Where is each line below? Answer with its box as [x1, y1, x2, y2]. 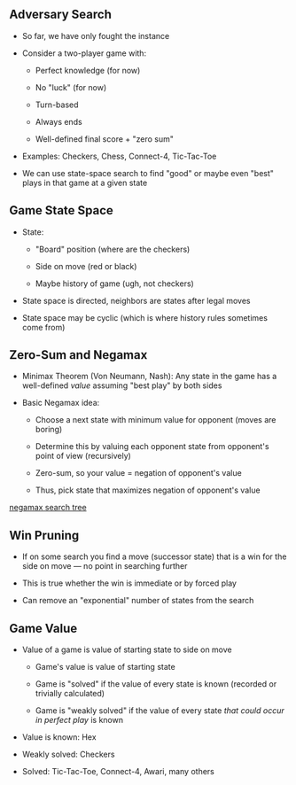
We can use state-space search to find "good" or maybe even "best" [21, 167, 275, 178]
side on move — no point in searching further [21, 561, 188, 571]
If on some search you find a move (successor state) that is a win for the [21, 551, 287, 562]
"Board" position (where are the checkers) [35, 244, 191, 254]
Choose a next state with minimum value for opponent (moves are [35, 415, 277, 425]
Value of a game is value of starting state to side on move [21, 644, 232, 655]
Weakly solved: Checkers [21, 749, 115, 760]
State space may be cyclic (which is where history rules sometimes [21, 312, 269, 323]
